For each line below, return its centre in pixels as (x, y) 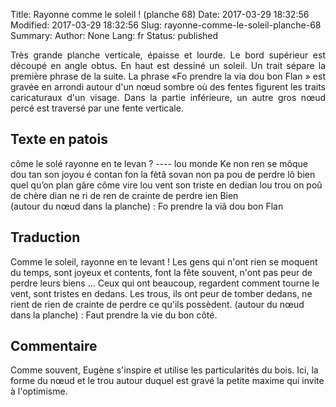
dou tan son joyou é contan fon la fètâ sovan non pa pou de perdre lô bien (163, 174)
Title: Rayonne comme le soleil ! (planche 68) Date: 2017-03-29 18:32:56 (160, 14)
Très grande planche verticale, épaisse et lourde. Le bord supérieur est (168, 55)
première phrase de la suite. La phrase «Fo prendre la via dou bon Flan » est (168, 76)
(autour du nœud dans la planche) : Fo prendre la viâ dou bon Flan (147, 206)
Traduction (45, 237)
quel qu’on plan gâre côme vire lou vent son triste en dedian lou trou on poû (166, 185)
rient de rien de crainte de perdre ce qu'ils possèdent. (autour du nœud (157, 304)
